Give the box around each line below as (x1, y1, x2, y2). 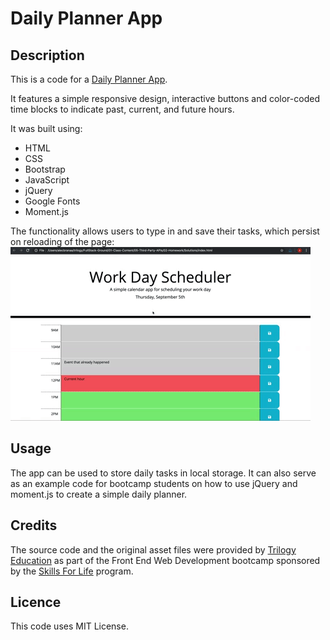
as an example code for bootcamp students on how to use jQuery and (10, 477, 298, 489)
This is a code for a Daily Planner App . (10, 73, 168, 85)
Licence (10, 594, 62, 611)
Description (10, 47, 85, 64)
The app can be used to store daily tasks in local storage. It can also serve (10, 467, 317, 479)
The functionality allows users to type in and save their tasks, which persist (10, 225, 320, 237)
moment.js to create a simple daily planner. (10, 488, 188, 500)
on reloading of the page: (10, 236, 115, 247)
